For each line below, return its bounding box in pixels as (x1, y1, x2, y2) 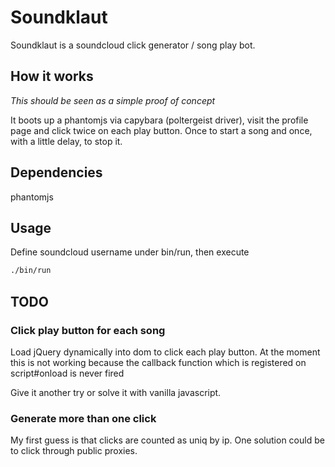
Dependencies (10, 164, 103, 181)
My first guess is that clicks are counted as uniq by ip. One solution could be (10, 434, 325, 446)
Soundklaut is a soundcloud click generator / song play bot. (10, 39, 256, 51)
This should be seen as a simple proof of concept (10, 94, 216, 106)
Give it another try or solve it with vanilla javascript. (10, 386, 222, 398)
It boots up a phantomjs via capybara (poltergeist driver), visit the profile (10, 114, 309, 126)
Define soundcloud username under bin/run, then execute (10, 246, 250, 258)
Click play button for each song (10, 323, 166, 337)
